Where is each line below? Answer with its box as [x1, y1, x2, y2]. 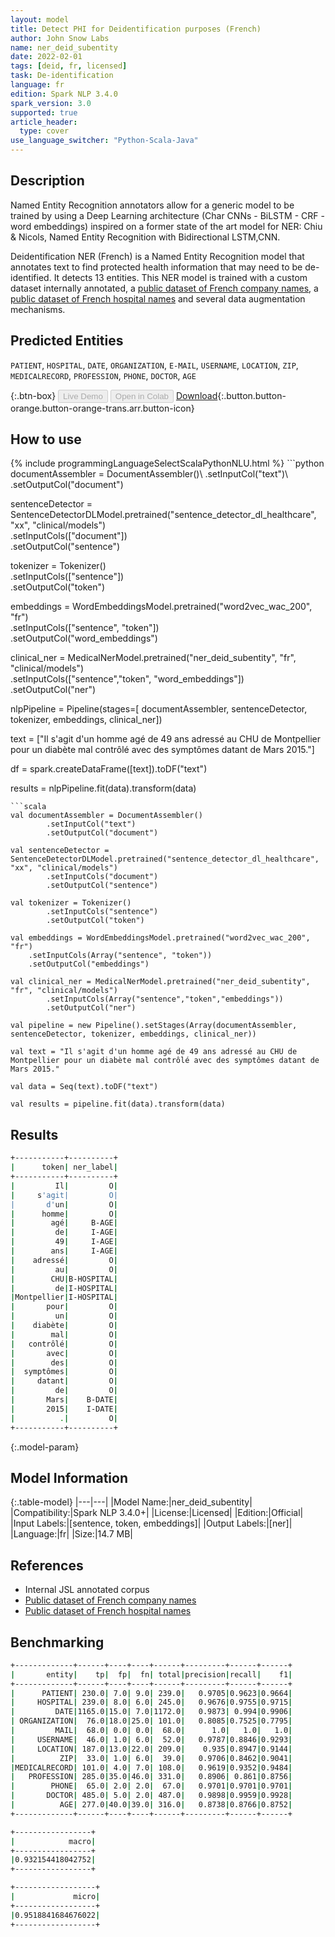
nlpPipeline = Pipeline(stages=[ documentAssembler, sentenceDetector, [10, 703, 308, 715]
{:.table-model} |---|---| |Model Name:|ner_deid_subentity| [10, 1496, 253, 1508]
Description [10, 172, 85, 190]
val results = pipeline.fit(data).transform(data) [10, 1099, 226, 1110]
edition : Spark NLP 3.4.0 [10, 89, 118, 99]
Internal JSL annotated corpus [24, 1584, 150, 1596]
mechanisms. [10, 303, 66, 315]
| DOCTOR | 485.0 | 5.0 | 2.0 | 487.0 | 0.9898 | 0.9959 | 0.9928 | [10, 1791, 293, 1801]
